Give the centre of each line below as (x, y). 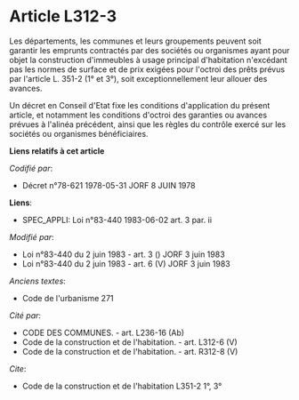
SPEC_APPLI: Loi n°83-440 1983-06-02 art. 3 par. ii (117, 220)
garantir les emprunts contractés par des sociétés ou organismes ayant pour (149, 50)
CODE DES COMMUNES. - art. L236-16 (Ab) (103, 332)
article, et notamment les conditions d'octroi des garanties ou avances (138, 115)
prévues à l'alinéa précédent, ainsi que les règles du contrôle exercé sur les (148, 124)
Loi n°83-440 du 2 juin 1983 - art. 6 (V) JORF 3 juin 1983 (126, 263)
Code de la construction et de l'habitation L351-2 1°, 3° (122, 386)
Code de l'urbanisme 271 (68, 298)
